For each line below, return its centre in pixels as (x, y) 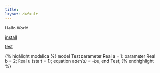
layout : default (21, 14)
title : (12, 9)
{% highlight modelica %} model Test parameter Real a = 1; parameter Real (80, 56)
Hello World (17, 28)
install (11, 37)
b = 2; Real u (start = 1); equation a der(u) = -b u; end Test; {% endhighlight (80, 61)
